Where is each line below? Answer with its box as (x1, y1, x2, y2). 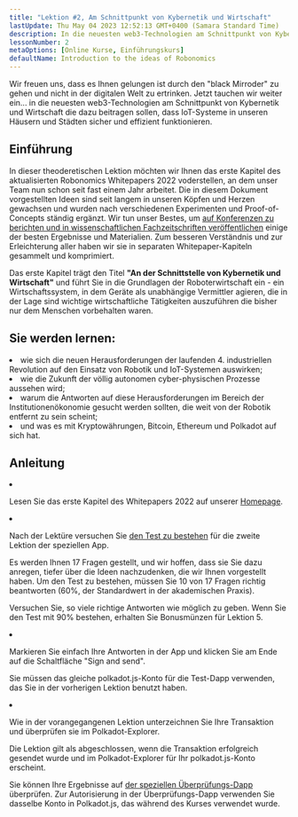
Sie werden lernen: (9, 331, 116, 346)
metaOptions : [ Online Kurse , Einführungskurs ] (9, 46, 184, 55)
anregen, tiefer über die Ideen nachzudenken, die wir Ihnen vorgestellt (9, 567, 267, 577)
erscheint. (9, 762, 46, 773)
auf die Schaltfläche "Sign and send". (9, 656, 146, 666)
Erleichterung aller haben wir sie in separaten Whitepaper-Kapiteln (9, 240, 253, 251)
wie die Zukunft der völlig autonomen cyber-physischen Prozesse (20, 373, 261, 384)
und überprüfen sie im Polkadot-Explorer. (9, 727, 161, 737)
